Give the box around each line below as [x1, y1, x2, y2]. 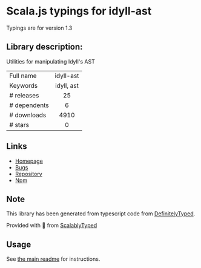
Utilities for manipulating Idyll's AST [6, 57, 95, 65]
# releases [9, 91, 39, 99]
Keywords [9, 81, 38, 90]
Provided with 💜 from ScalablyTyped [6, 222, 97, 229]
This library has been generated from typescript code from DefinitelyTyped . [6, 210, 196, 217]
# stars [9, 120, 29, 129]
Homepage [15, 157, 44, 165]
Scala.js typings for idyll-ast [6, 4, 152, 18]
